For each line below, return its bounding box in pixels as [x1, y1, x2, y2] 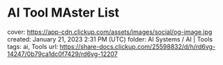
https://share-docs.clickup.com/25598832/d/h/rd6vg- [59, 42, 216, 50]
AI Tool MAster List [7, 5, 120, 21]
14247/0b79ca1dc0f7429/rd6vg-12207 [7, 50, 118, 58]
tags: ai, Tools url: [7, 42, 59, 50]
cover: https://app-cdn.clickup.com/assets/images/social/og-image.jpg [7, 28, 213, 36]
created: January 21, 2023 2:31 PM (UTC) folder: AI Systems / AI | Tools [7, 35, 213, 43]
